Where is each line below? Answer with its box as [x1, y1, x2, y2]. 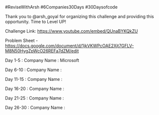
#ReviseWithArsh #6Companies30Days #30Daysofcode [5, 4, 118, 10]
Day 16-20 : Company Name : [5, 86, 64, 92]
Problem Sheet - [5, 38, 38, 43]
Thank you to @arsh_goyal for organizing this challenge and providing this [5, 14, 154, 19]
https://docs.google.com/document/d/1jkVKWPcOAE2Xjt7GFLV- [5, 43, 134, 48]
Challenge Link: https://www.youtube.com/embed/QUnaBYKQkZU [5, 28, 138, 34]
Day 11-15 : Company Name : [5, 77, 62, 82]
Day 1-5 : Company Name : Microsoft [5, 57, 79, 63]
